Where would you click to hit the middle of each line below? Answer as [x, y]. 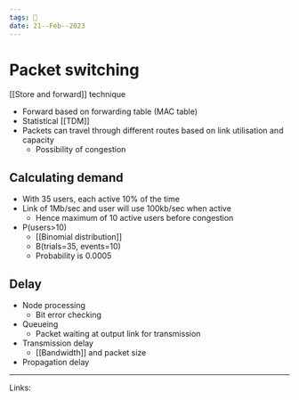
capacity [38, 140]
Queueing [40, 324]
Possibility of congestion [81, 150]
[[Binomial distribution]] [79, 237]
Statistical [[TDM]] [56, 121]
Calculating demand [66, 178]
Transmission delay [57, 343]
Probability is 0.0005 [73, 256]
